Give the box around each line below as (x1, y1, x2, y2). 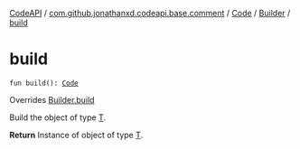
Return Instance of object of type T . (9, 129, 144, 140)
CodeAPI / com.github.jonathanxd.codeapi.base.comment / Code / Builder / (9, 8, 291, 18)
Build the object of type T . (9, 112, 107, 123)
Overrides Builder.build (9, 94, 95, 105)
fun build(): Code (9, 79, 79, 88)
